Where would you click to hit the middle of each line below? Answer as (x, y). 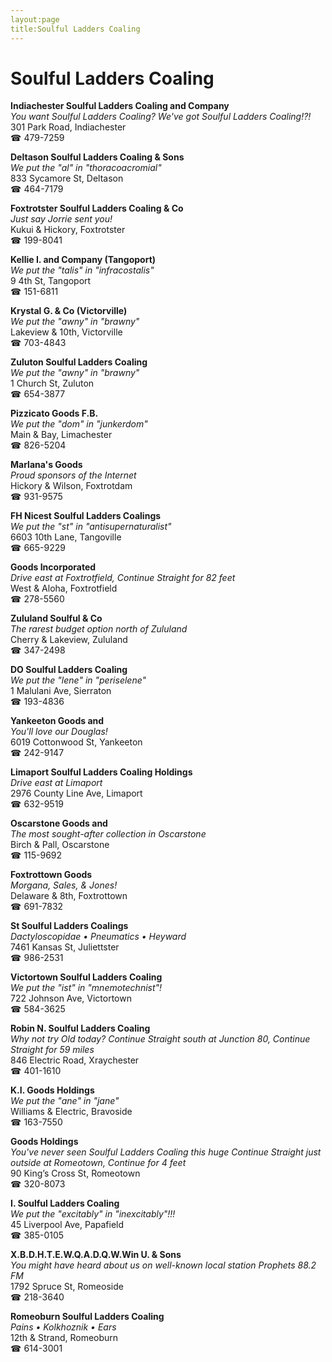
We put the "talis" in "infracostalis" (82, 270)
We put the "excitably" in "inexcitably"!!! (93, 1214)
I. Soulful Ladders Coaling (65, 1203)
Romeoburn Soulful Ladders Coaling (87, 1317)
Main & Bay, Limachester (61, 435)
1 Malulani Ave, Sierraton (61, 691)
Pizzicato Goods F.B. (54, 413)
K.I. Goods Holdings (52, 1090)
